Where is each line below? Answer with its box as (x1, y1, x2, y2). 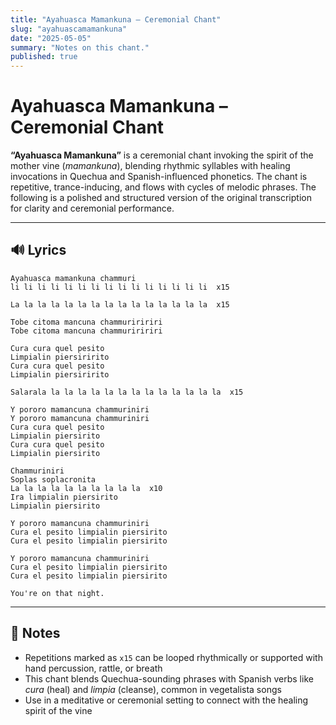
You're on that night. (10, 588, 105, 598)
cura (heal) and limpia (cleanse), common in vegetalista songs (24, 683, 282, 695)
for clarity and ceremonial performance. (10, 202, 175, 215)
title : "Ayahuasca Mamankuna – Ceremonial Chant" (10, 14, 222, 25)
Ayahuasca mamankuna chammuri (10, 273, 137, 283)
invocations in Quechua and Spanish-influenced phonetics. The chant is (10, 171, 308, 183)
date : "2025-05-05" (10, 33, 92, 43)
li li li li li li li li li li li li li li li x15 (10, 282, 230, 292)
